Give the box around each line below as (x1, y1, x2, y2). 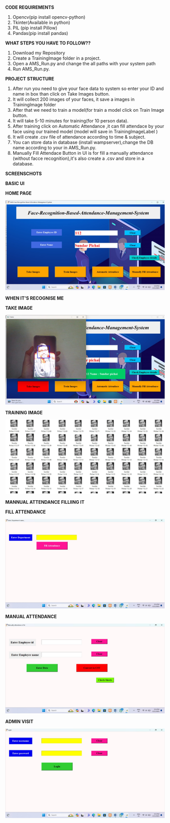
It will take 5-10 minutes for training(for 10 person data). (12, 118, 129, 123)
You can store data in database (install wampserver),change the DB (12, 139, 153, 145)
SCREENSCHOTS (5, 170, 42, 177)
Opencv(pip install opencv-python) (12, 14, 86, 20)
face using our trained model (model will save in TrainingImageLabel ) (12, 128, 158, 135)
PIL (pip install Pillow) (12, 25, 58, 31)
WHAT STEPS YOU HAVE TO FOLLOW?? (5, 40, 91, 46)
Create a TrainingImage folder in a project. (12, 55, 101, 61)
